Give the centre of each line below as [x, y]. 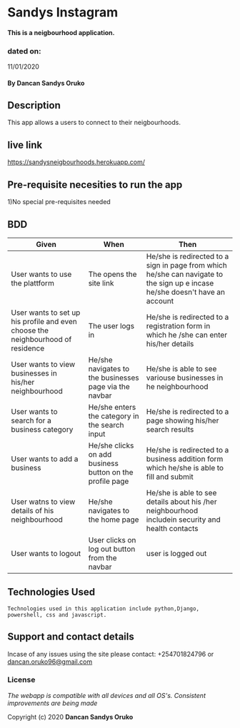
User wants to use [41, 274]
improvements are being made [52, 703]
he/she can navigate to [185, 274]
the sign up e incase [180, 283]
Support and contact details [71, 637]
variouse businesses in [185, 378]
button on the [111, 472]
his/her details [170, 343]
